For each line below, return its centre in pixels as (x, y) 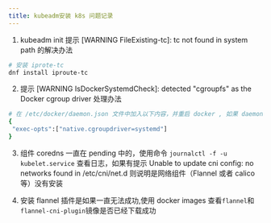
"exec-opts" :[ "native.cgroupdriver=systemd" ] (90, 130)
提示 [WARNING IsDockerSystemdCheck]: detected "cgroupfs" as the (135, 89)
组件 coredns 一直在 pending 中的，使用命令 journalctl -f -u (123, 153)
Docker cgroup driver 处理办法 (71, 99)
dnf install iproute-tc (48, 72)
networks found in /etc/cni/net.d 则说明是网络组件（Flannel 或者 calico (138, 173)
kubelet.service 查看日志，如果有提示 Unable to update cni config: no (137, 163)
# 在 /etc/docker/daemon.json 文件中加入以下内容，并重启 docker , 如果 (123, 114)
